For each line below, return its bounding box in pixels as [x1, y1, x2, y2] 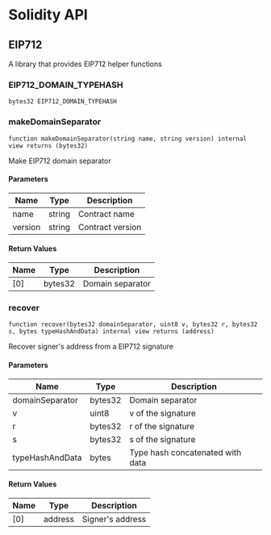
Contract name [77, 208, 135, 219]
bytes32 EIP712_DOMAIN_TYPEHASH [8, 98, 117, 106]
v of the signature [128, 408, 196, 419]
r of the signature [128, 420, 195, 432]
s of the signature [128, 433, 196, 445]
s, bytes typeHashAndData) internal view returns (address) [8, 328, 215, 336]
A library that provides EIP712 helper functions [8, 59, 163, 69]
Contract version [77, 221, 142, 232]
